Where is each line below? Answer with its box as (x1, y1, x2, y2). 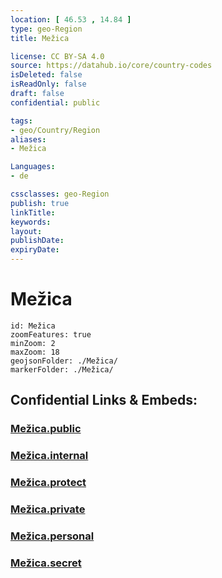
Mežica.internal (10, 449, 89, 463)
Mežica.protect (10, 476, 87, 490)
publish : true (10, 198, 70, 208)
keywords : (10, 217, 52, 227)
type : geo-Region (10, 24, 83, 34)
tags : (10, 116, 33, 126)
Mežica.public (10, 422, 82, 436)
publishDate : (10, 236, 65, 246)
